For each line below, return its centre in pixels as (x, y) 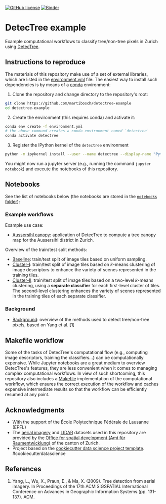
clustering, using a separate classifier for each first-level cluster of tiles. (86, 286)
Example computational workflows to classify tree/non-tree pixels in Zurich (82, 41)
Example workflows (29, 214)
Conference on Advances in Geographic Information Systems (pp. (80, 491)
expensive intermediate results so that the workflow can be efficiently (76, 389)
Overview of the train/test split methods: (46, 250)
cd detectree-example (27, 108)
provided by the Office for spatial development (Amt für (69, 438)
